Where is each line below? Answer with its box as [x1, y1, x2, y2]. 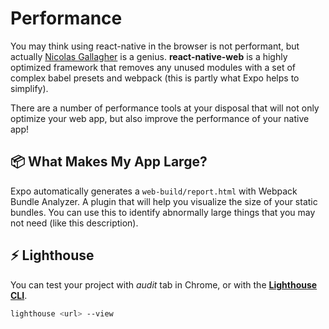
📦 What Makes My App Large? [10, 153, 208, 171]
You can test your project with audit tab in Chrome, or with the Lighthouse [10, 278, 318, 291]
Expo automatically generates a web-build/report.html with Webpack [10, 185, 298, 197]
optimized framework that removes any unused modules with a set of [10, 61, 296, 73]
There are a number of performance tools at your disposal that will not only [10, 102, 320, 114]
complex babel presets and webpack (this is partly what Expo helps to [10, 72, 300, 84]
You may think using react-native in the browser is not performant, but [10, 40, 300, 52]
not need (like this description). [10, 217, 139, 229]
